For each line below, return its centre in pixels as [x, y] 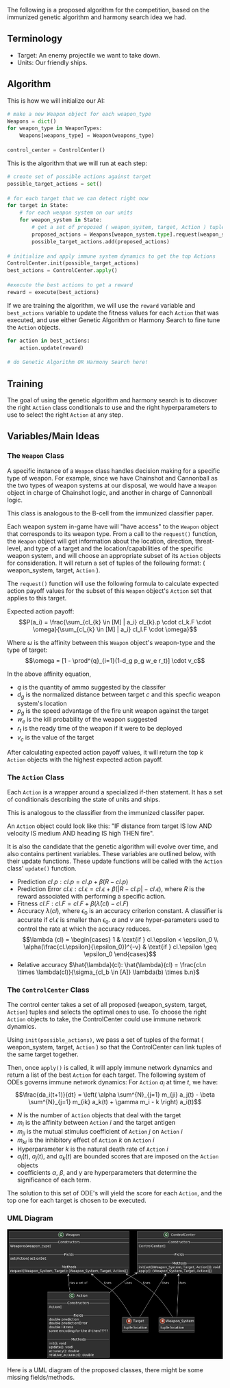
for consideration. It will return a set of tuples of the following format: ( [106, 563]
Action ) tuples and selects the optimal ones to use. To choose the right [107, 1012]
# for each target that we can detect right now [78, 198]
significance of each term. [54, 1180]
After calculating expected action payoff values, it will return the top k [105, 752]
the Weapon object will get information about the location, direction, [100, 541]
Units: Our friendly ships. [52, 62]
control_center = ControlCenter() [56, 150]
